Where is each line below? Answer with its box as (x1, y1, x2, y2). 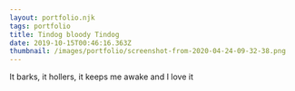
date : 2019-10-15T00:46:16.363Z (9, 38, 132, 48)
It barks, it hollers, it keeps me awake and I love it (9, 71, 193, 82)
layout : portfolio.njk (9, 13, 95, 23)
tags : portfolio (9, 22, 71, 31)
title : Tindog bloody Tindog (9, 30, 120, 39)
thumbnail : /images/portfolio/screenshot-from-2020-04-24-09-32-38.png (9, 47, 286, 56)
